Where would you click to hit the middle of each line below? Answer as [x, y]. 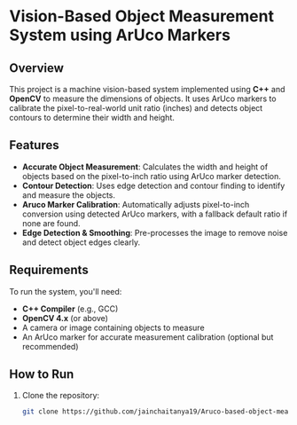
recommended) [50, 346]
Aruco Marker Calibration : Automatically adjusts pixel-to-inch [136, 204]
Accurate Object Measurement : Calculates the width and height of [145, 167]
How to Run [42, 374]
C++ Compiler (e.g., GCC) [70, 309]
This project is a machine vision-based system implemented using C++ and [147, 89]
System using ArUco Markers [120, 35]
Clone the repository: [61, 396]
